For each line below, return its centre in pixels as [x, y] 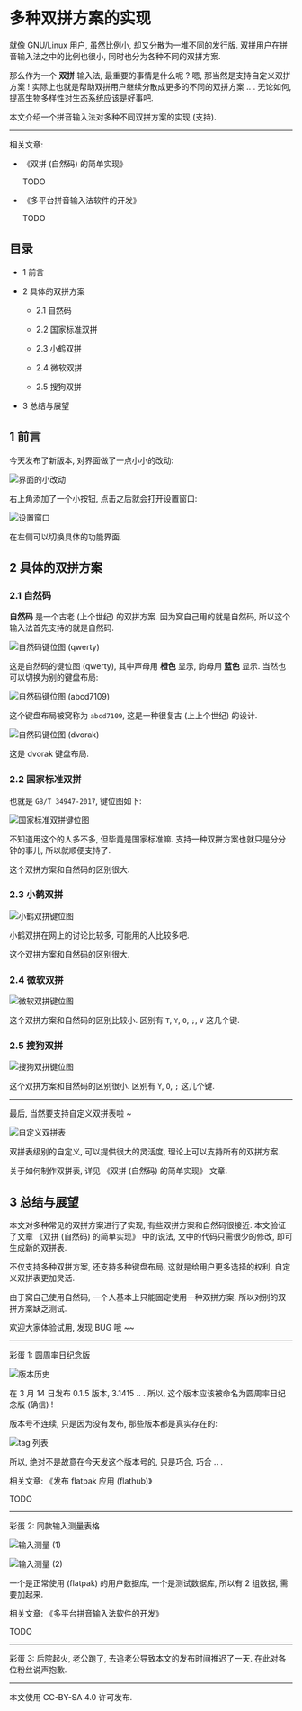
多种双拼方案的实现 [80, 18]
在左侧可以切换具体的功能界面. [66, 537]
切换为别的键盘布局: [62, 677]
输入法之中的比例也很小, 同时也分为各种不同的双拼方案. [119, 56]
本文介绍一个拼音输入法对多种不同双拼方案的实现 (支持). [113, 117]
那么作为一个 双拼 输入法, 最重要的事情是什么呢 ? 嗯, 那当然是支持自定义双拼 [150, 75]
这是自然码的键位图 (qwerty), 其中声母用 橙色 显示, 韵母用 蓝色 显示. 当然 [144, 666]
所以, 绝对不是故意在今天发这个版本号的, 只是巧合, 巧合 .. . [116, 1462]
